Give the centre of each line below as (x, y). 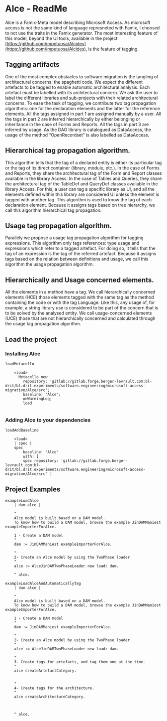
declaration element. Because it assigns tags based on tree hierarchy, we (80, 205)
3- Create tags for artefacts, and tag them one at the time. (80, 662)
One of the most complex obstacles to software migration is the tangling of (82, 76)
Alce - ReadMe (36, 9)
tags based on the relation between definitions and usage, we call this (77, 259)
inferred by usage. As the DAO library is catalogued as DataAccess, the (78, 130)
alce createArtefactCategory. (45, 671)
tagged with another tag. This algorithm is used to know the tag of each (79, 199)
